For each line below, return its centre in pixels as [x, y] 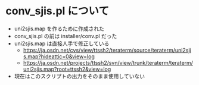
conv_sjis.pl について [57, 11]
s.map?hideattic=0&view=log [59, 56]
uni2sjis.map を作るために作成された [59, 29]
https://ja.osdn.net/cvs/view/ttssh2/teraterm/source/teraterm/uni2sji [107, 50]
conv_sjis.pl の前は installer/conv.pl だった [66, 36]
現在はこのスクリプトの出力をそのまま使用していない [80, 76]
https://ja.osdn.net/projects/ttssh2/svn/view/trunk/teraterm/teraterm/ [108, 62]
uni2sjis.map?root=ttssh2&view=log [67, 69]
